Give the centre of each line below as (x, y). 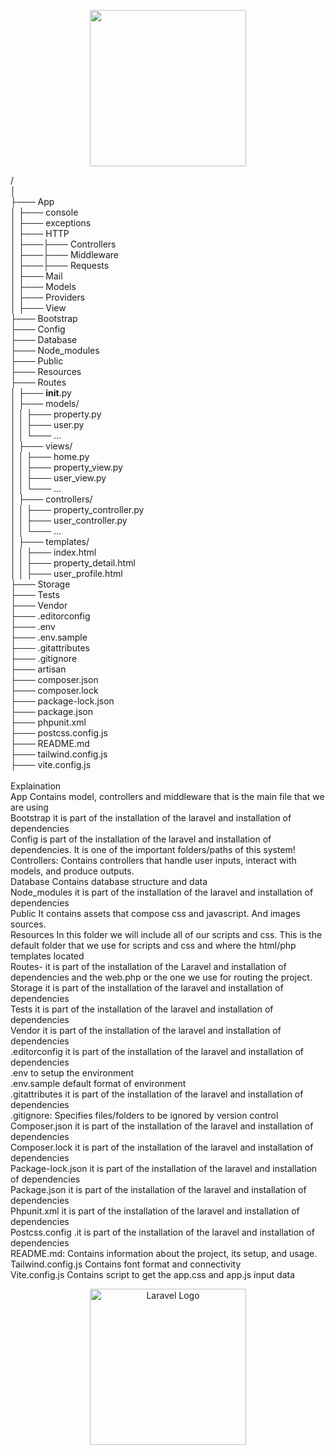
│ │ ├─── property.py (56, 414)
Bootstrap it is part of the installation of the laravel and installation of (151, 818)
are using (29, 807)
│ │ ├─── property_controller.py (77, 509)
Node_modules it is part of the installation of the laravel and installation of (162, 892)
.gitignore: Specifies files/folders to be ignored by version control (144, 1115)
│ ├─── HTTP (40, 233)
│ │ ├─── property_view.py (66, 467)
